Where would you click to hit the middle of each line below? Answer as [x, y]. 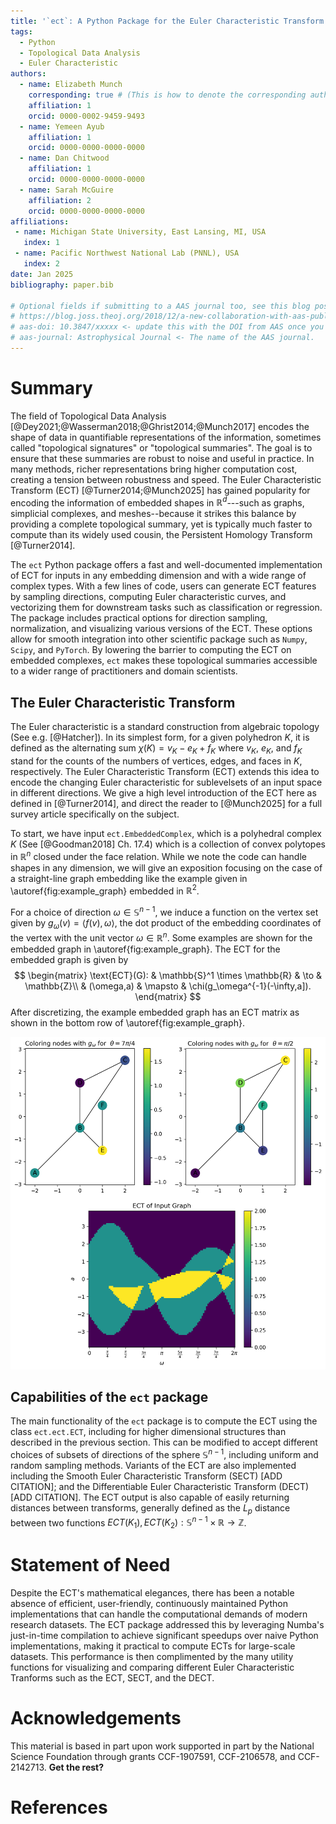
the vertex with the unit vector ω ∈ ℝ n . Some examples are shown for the [161, 937]
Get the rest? [76, 1767]
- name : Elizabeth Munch [71, 85]
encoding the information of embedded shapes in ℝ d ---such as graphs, [157, 502]
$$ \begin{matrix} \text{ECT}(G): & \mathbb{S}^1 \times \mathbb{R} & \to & [168, 975]
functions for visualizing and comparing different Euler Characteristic [152, 1667]
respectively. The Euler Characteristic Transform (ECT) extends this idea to [165, 772]
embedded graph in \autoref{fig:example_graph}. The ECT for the [145, 949]
